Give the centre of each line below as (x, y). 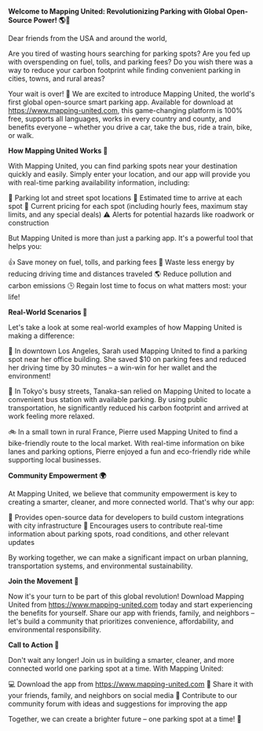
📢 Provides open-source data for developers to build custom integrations (126, 517)
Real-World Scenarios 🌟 (48, 312)
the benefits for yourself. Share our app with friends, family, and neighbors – (131, 613)
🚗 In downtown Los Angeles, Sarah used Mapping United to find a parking (128, 351)
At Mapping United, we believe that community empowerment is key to (122, 493)
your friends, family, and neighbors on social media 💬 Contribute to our (123, 695)
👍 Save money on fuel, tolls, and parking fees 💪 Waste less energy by (121, 262)
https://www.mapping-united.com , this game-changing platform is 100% (126, 110)
